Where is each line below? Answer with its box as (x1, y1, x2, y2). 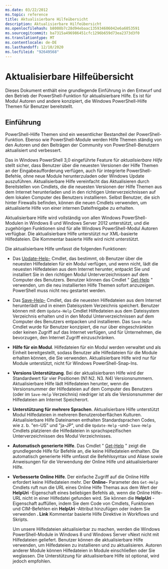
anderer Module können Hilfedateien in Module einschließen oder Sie (12, 547, 155, 553)
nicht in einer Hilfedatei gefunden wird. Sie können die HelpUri (22, 495, 151, 501)
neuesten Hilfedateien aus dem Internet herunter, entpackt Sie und (12, 266, 150, 272)
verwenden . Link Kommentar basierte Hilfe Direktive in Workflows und (12, 511, 159, 517)
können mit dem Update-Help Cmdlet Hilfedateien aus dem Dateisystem (12, 308, 159, 314)
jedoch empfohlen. (12, 558, 51, 564)
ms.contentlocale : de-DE (5, 40, 57, 45)
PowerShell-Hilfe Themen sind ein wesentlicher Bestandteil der (5, 131, 135, 137)
